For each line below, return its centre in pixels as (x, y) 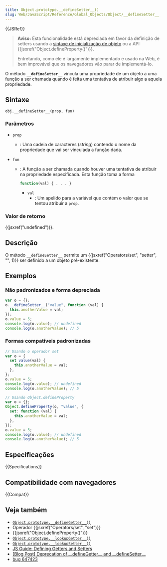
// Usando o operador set (32, 351)
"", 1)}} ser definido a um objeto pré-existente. (52, 260)
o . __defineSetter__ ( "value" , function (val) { (54, 305)
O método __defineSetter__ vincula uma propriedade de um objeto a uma (81, 73)
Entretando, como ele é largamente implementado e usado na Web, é (88, 58)
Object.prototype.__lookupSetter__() (52, 544)
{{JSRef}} (15, 28)
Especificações (30, 455)
